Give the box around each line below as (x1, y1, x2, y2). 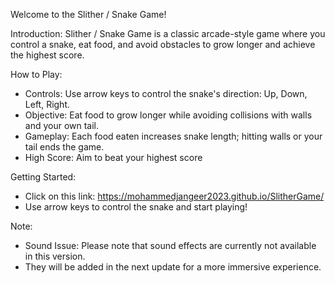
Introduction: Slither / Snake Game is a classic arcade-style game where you (10, 28, 326, 39)
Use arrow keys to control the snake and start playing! (24, 201, 248, 213)
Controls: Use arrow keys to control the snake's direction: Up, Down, (24, 88, 308, 99)
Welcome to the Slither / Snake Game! (10, 9, 167, 20)
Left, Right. (24, 99, 71, 110)
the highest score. (10, 49, 85, 61)
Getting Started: (10, 171, 77, 183)
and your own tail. (24, 120, 100, 131)
